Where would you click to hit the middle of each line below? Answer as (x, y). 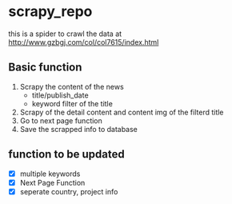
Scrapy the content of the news (72, 86)
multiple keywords (50, 174)
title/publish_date (60, 95)
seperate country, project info (69, 191)
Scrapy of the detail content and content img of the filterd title (122, 112)
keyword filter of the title (72, 103)
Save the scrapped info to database (79, 129)
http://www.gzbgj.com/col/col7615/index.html (84, 42)
